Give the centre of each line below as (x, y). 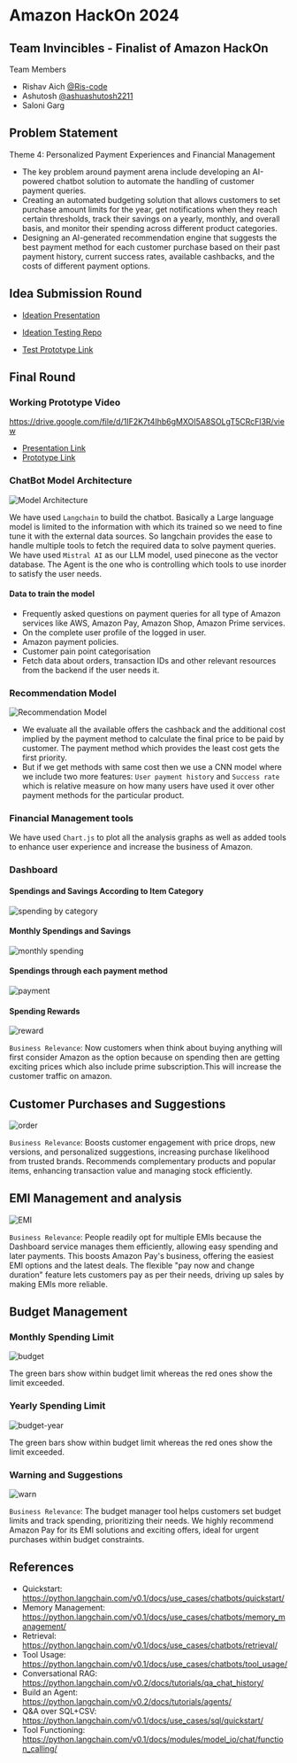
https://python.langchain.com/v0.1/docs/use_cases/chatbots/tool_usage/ (155, 1664)
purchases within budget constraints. (77, 1540)
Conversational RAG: (60, 1673)
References (42, 1568)
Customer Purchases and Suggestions (118, 1104)
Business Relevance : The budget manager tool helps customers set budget (145, 1511)
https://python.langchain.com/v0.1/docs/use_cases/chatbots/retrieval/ (150, 1645)
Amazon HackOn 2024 (94, 16)
